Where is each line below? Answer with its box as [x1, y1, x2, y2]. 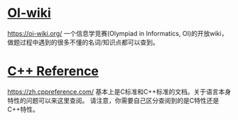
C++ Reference [7, 64, 99, 79]
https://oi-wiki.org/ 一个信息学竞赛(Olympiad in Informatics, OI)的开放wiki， [7, 29, 228, 37]
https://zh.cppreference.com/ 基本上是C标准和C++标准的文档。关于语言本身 [7, 87, 232, 96]
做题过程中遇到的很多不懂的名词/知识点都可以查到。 [7, 37, 160, 47]
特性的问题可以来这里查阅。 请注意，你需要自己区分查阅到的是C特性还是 [7, 96, 220, 104]
